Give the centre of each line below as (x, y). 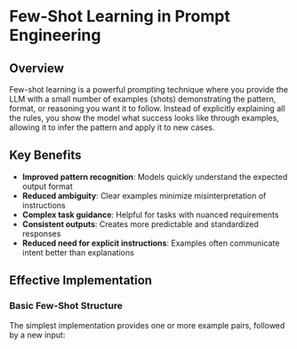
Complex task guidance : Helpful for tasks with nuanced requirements (150, 215)
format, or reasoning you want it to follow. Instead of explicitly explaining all (147, 108)
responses (41, 233)
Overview (37, 68)
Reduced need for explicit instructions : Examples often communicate (151, 243)
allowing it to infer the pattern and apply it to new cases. (112, 127)
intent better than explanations (78, 252)
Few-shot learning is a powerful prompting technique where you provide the (149, 89)
